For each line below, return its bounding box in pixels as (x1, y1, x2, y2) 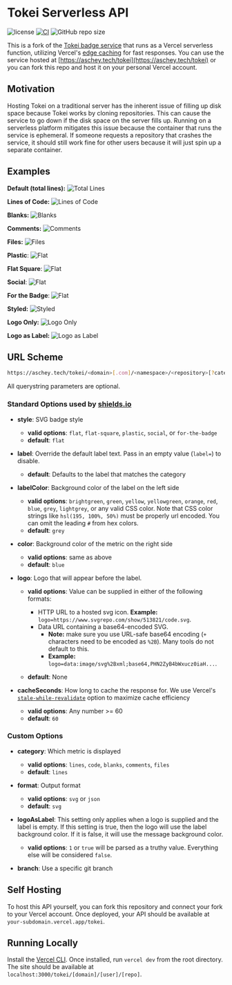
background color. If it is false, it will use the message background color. (17, 829, 224, 838)
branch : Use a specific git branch (17, 864, 113, 872)
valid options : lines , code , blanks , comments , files (27, 760, 170, 769)
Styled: (7, 304, 29, 312)
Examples (7, 166, 50, 178)
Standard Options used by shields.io (7, 400, 132, 409)
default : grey (27, 526, 65, 534)
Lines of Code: (7, 197, 50, 205)
